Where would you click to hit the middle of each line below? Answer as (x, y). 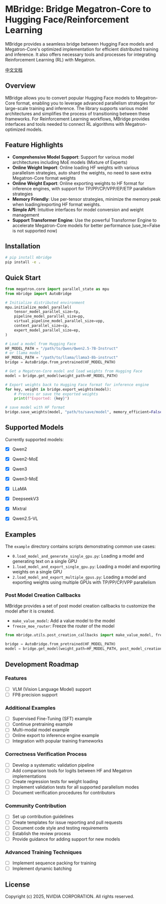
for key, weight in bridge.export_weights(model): (58, 389)
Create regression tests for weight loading (55, 781)
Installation (23, 246)
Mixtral (19, 508)
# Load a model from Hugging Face (41, 344)
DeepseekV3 (25, 499)
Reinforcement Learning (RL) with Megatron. (50, 59)
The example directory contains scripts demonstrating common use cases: (81, 547)
